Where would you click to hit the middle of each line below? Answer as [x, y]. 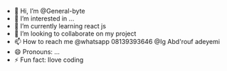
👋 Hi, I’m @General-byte [49, 11]
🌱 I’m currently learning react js [60, 26]
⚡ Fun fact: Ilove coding [49, 60]
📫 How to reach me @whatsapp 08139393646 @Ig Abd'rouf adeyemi [117, 42]
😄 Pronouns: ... [37, 52]
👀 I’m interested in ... [44, 18]
